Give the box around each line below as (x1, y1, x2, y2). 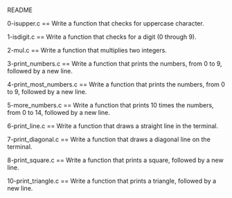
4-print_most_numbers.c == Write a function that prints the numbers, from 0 (7, 80, 225, 89)
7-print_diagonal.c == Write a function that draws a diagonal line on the (7, 135, 211, 143)
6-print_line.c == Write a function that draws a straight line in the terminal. (7, 122, 219, 130)
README (7, 6, 33, 14)
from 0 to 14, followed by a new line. (7, 109, 111, 116)
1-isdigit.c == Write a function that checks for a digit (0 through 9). (7, 33, 197, 41)
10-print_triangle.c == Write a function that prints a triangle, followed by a (7, 177, 217, 185)
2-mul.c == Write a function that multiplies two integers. (7, 46, 168, 54)
